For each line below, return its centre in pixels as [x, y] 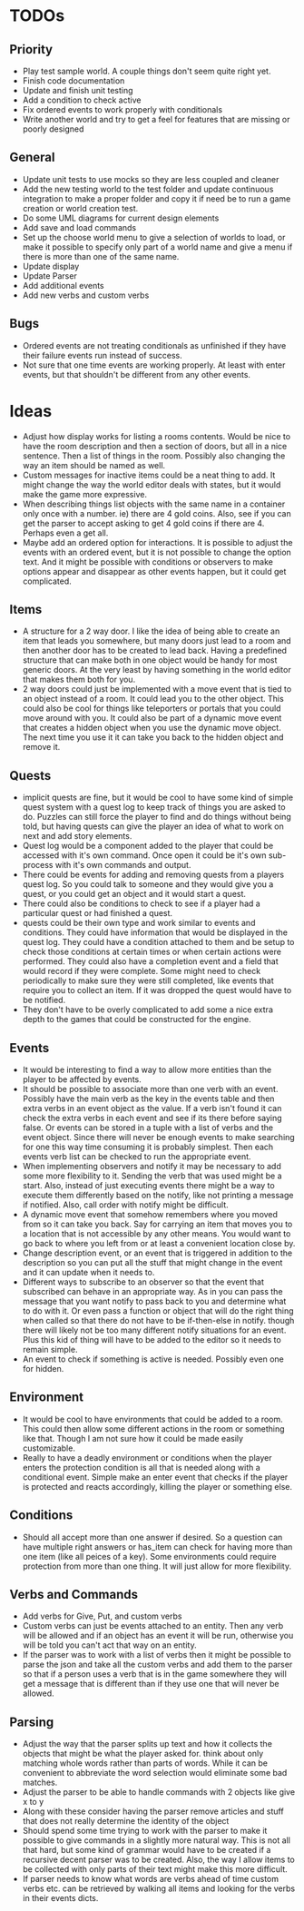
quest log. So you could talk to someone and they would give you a [148, 884]
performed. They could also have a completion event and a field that [150, 961]
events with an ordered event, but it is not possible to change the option [157, 552]
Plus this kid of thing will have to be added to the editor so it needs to [152, 1340]
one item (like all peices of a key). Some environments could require [149, 1556]
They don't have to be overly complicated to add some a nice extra [148, 1010]
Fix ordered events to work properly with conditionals [123, 109]
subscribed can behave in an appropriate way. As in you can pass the [152, 1291]
